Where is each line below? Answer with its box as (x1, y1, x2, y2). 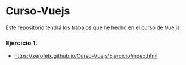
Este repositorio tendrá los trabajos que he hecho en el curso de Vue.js (5, 24, 180, 31)
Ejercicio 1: (5, 39, 38, 47)
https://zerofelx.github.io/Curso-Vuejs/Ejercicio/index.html (14, 52, 158, 60)
